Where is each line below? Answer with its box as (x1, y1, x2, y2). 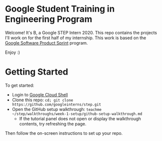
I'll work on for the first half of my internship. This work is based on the (5, 35, 147, 41)
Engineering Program (5, 14, 92, 25)
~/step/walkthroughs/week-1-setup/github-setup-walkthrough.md (12, 111, 143, 116)
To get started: (5, 82, 35, 88)
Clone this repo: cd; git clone (12, 97, 74, 103)
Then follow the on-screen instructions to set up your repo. (5, 130, 123, 136)
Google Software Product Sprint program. (5, 40, 88, 46)
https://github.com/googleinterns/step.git (12, 102, 102, 107)
